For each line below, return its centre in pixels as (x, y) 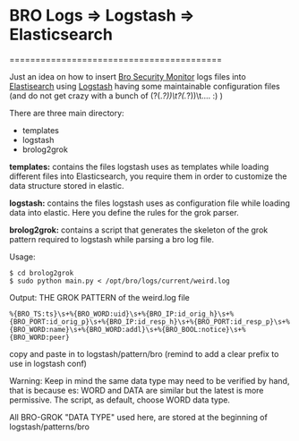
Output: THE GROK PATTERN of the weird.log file (99, 297)
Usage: (22, 257)
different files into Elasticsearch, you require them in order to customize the (148, 176)
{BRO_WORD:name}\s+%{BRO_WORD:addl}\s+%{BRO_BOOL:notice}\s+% (128, 329)
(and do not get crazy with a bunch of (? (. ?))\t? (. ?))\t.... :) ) (116, 96)
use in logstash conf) (48, 363)
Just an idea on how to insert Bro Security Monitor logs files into (128, 76)
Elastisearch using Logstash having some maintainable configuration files (145, 86)
